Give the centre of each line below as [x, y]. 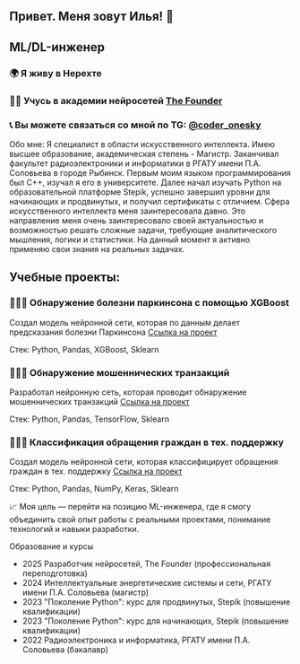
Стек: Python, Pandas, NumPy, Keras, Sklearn [94, 489]
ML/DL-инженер [57, 47]
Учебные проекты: [65, 278]
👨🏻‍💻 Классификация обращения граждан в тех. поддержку [147, 442]
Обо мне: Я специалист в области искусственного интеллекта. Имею [142, 144]
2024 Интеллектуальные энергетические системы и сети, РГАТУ [146, 583]
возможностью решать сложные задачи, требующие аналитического [143, 230]
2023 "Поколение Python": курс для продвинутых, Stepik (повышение [156, 602]
